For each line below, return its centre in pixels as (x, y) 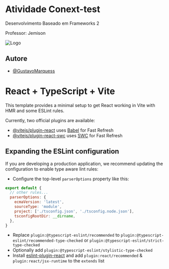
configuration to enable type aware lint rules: (52, 169)
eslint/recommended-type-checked (48, 241)
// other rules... (29, 193)
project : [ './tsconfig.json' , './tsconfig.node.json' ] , (74, 211)
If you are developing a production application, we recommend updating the (84, 164)
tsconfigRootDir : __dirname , (45, 216)
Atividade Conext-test (53, 9)
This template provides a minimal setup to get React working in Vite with (80, 105)
